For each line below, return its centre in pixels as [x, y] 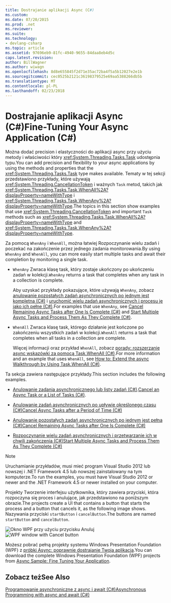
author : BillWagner [26, 62]
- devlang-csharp [24, 43]
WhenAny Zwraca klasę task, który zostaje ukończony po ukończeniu [83, 269]
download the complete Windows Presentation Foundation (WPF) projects [83, 555]
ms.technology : [21, 39]
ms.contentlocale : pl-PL [32, 86]
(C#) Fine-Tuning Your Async [67, 127]
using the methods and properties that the [49, 168]
